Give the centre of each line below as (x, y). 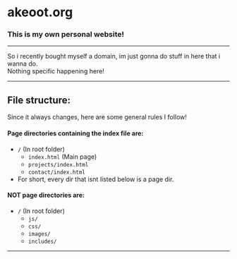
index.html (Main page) (62, 157)
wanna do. (23, 64)
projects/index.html (58, 164)
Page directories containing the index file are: (75, 133)
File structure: (39, 100)
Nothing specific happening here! (56, 71)
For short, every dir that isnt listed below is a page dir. (96, 179)
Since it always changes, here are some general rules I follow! (97, 117)
